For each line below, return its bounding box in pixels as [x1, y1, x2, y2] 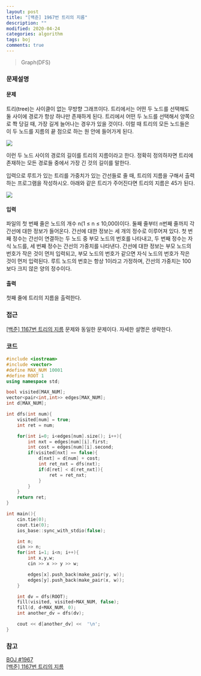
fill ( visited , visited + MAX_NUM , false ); [17, 599, 119, 605]
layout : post [6, 8, 39, 15]
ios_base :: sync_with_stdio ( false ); [17, 527, 106, 534]
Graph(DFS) [20, 58, 51, 66]
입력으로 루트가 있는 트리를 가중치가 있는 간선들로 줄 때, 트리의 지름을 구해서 [6, 172, 184, 179]
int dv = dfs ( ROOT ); [17, 593, 68, 600]
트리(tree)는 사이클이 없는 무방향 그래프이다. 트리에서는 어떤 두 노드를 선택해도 [6, 106, 190, 112]
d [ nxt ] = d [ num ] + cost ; [38, 455, 101, 462]
